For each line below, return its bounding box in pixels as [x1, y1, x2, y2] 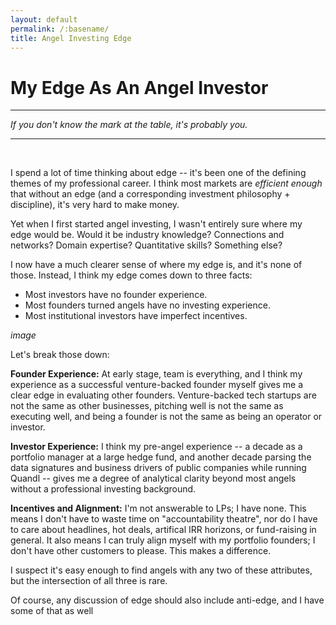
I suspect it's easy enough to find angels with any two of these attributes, [10, 564, 313, 576]
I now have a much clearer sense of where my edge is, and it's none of [10, 259, 303, 271]
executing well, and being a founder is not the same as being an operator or [10, 411, 323, 423]
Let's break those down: [10, 349, 110, 361]
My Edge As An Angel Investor [10, 76, 269, 99]
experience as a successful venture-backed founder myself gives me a [10, 379, 304, 391]
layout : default [10, 14, 78, 25]
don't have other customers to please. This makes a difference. [10, 545, 272, 557]
